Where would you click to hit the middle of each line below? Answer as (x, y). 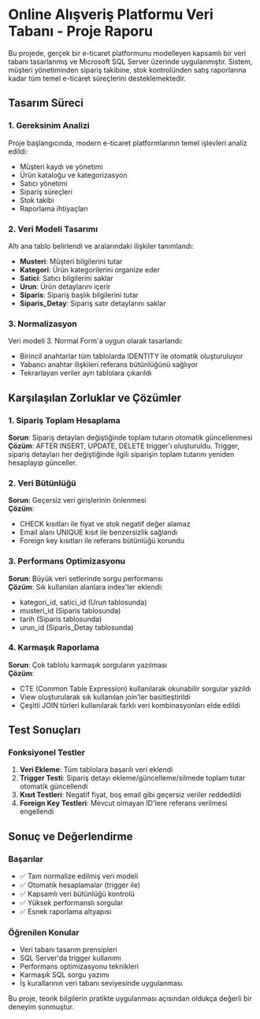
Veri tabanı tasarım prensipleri (68, 950)
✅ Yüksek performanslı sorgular (71, 903)
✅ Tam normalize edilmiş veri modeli (79, 876)
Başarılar (26, 859)
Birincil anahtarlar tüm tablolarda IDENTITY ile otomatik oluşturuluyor (131, 356)
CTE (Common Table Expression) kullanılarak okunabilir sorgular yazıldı (135, 688)
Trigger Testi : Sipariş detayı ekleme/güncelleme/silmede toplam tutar (132, 778)
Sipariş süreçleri (46, 192)
